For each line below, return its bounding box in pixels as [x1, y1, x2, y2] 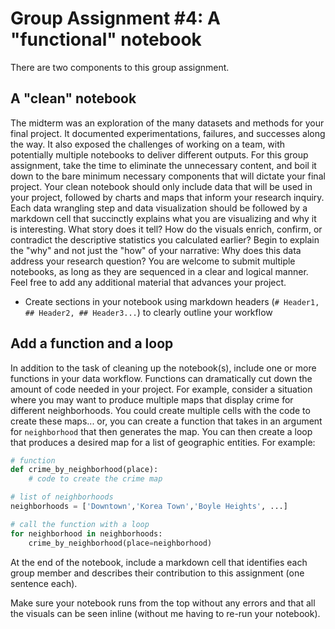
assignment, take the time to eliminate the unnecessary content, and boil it [10, 159, 317, 171]
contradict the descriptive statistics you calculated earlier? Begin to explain [10, 233, 320, 246]
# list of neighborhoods [10, 492, 114, 502]
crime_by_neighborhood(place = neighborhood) [28, 538, 213, 548]
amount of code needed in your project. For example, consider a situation [10, 383, 313, 395]
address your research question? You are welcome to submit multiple [10, 255, 296, 267]
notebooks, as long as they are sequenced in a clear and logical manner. [10, 265, 309, 277]
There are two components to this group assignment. [10, 61, 230, 73]
